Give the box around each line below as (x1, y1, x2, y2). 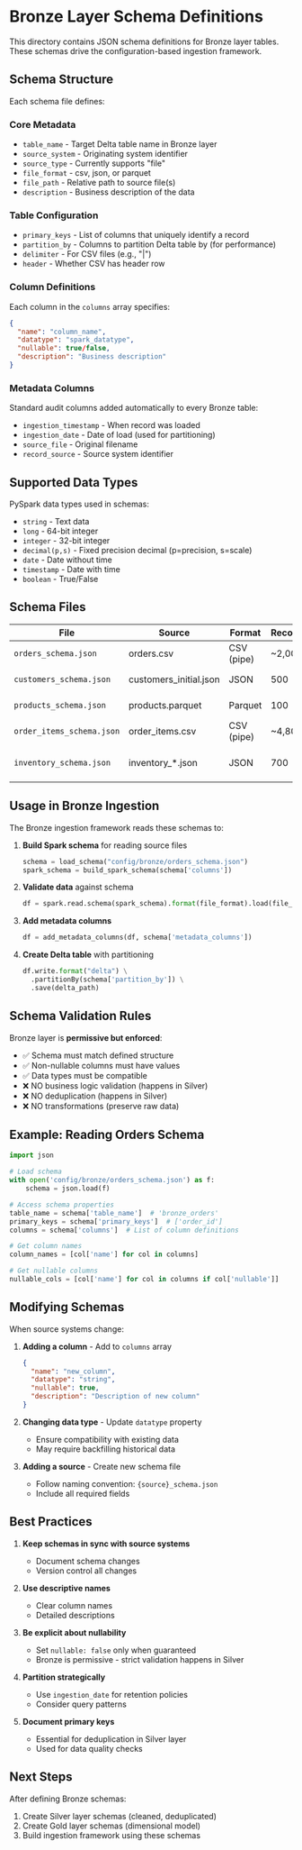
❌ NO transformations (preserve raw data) (22, 1100, 180, 1111)
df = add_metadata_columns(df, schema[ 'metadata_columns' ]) (22, 933, 253, 943)
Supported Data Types (9, 475, 138, 490)
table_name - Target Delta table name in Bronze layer (22, 139, 218, 150)
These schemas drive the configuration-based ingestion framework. (9, 45, 262, 56)
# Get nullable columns (9, 1266, 99, 1276)
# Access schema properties (9, 1200, 115, 1209)
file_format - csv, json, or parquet (22, 168, 151, 178)
